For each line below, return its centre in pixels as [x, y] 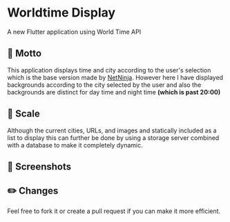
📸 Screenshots [39, 166]
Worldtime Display [61, 13]
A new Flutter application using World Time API [74, 32]
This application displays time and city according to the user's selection [109, 70]
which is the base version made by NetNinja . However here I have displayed [115, 77]
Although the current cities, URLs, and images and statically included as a [112, 130]
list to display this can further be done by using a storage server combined [113, 138]
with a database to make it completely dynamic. [75, 145]
